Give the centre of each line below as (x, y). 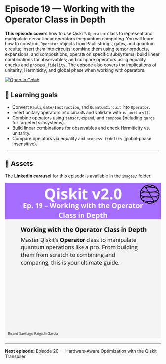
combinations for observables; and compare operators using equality (76, 59)
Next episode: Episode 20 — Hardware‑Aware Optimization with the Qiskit (81, 351)
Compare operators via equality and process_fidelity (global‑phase (82, 138)
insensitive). (24, 144)
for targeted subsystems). (39, 122)
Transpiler (15, 356)
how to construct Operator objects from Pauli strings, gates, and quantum (80, 43)
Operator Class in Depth (55, 20)
